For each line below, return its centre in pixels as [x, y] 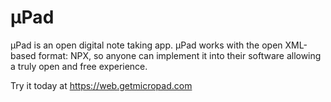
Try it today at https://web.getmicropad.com [101, 85]
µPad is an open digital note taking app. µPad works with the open [146, 45]
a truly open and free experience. [79, 66]
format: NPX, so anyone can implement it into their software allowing [180, 55]
